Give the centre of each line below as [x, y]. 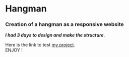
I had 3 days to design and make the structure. [55, 35]
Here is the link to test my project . [40, 45]
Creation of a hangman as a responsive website [65, 24]
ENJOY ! [14, 50]
